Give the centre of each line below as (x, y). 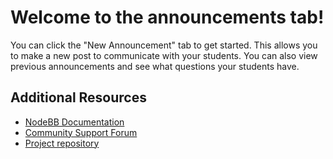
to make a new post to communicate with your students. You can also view (164, 55)
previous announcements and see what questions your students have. (155, 66)
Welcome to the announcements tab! (167, 17)
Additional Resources (78, 97)
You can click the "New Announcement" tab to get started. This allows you (164, 45)
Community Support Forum (81, 132)
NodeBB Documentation (74, 122)
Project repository (62, 143)
